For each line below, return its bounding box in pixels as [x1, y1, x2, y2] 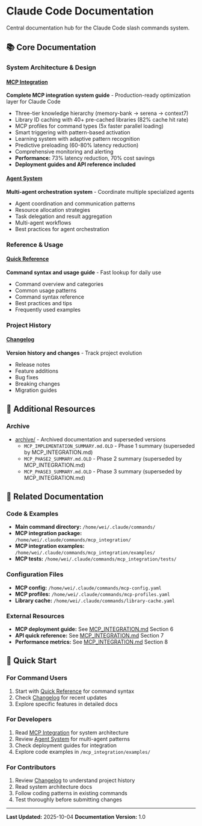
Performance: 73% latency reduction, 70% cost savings [14, 155, 155, 162]
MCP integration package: [14, 530, 82, 537]
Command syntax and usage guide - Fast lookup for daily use [6, 269, 161, 276]
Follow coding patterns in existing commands [14, 790, 127, 797]
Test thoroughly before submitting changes [14, 796, 122, 803]
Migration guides [14, 387, 57, 394]
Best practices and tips [14, 299, 72, 306]
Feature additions [14, 367, 59, 374]
